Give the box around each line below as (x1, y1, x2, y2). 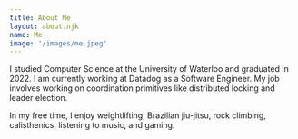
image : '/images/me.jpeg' (9, 38, 107, 48)
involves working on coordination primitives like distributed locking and (9, 83, 275, 94)
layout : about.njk (9, 22, 79, 31)
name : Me (9, 30, 43, 39)
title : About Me (9, 13, 71, 23)
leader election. (9, 93, 68, 104)
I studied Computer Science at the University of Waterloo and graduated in (9, 64, 289, 74)
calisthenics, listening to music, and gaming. (9, 120, 175, 131)
